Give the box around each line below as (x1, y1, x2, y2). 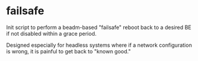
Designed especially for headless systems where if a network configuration (6, 41, 193, 49)
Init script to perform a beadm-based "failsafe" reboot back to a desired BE (6, 24, 191, 31)
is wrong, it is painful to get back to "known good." (6, 47, 131, 54)
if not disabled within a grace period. (6, 30, 97, 37)
